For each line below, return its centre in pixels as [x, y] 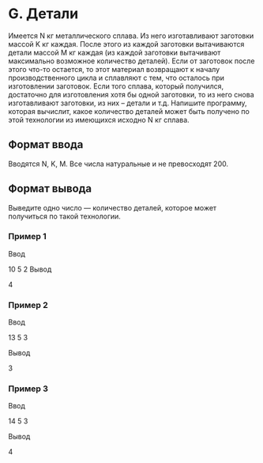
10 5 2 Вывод [30, 269]
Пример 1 [27, 237]
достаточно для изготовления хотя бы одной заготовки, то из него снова [131, 94]
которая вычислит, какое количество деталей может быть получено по [129, 111]
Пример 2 [28, 305]
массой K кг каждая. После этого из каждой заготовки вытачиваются [126, 44]
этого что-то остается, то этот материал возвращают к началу [114, 69]
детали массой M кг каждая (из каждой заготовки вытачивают [115, 52]
